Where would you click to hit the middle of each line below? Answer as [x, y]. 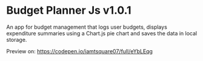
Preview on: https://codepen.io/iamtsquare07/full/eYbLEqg [80, 51]
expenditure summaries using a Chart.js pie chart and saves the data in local [102, 33]
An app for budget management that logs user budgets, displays [87, 27]
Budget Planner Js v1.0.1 [69, 10]
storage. [17, 39]
